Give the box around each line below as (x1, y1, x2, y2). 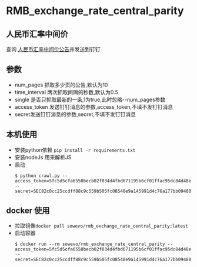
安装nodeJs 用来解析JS (14, 153, 72, 161)
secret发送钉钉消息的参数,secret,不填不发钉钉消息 (14, 111, 136, 118)
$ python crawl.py (14, 172, 60, 179)
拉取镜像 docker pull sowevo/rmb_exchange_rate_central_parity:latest (14, 222, 189, 229)
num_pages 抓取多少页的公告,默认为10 (14, 81, 108, 88)
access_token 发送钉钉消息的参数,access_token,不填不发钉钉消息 (14, 103, 173, 110)
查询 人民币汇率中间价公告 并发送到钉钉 (6, 46, 101, 52)
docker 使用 (6, 206, 50, 216)
